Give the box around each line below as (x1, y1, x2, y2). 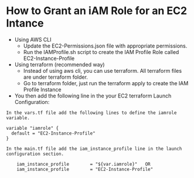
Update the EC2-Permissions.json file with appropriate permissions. (23, 42, 188, 49)
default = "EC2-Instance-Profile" (11, 130, 96, 136)
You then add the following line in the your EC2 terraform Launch (14, 92, 172, 99)
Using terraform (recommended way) (14, 61, 105, 68)
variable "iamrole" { (6, 125, 59, 131)
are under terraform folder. (23, 73, 88, 80)
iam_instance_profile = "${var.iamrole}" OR (16, 161, 151, 167)
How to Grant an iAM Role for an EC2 (6, 4, 188, 18)
